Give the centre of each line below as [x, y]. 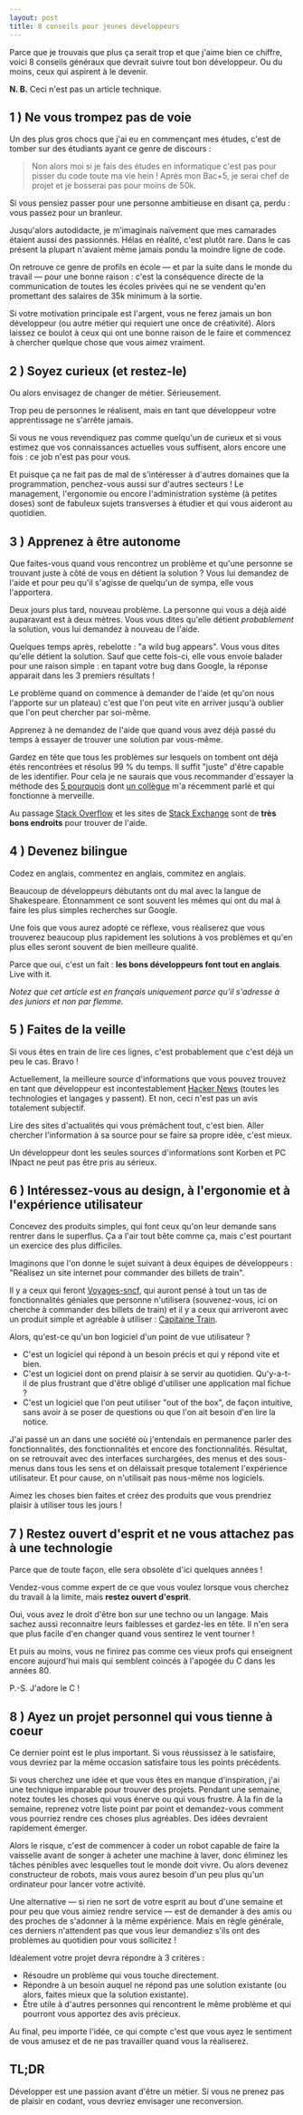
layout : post [34, 18]
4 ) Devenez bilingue [69, 852]
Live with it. [31, 974]
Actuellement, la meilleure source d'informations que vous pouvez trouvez [148, 1079]
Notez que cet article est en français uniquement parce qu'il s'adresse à [145, 991]
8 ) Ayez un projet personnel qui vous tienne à [141, 1717]
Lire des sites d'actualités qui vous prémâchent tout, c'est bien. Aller [137, 1125]
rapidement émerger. [48, 1828]
